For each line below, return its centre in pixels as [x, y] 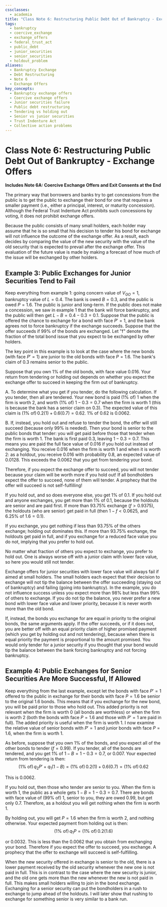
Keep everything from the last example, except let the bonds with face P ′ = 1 [83, 691]
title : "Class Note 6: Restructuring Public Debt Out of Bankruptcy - [80, 19]
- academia [21, 14]
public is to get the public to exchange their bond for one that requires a [79, 200]
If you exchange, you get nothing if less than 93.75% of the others [73, 526]
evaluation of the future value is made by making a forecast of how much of [83, 252]
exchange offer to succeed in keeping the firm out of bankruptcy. [72, 382]
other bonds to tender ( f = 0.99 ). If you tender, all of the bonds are [73, 748]
